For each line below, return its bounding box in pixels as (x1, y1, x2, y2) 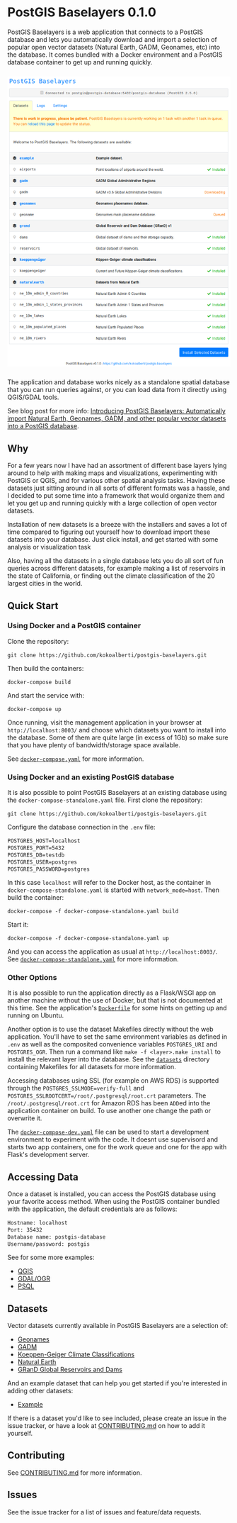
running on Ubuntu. (7, 1011, 64, 1020)
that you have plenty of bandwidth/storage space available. (7, 740, 180, 749)
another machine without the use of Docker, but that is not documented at (7, 996, 223, 1005)
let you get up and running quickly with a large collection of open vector (7, 499, 217, 508)
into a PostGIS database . (7, 422, 79, 430)
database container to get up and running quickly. (7, 57, 153, 66)
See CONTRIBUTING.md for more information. (7, 1468, 143, 1477)
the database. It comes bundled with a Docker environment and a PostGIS (7, 50, 223, 59)
